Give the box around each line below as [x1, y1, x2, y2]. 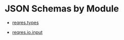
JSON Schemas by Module [5, 3, 119, 14]
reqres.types [12, 19, 39, 25]
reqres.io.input [12, 29, 43, 35]
